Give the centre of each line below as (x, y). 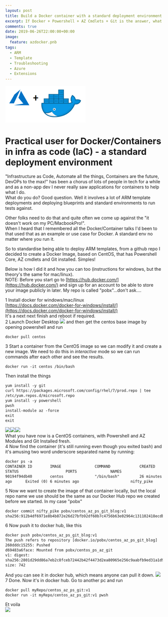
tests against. (19, 208)
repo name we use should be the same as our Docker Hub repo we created (82, 496)
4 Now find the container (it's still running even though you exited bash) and (83, 447)
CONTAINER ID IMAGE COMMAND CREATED (80, 467)
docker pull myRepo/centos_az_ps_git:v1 (48, 590)
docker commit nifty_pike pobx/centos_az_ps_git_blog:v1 (66, 511)
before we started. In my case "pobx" (44, 502)
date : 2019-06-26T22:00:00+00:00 (40, 32)
